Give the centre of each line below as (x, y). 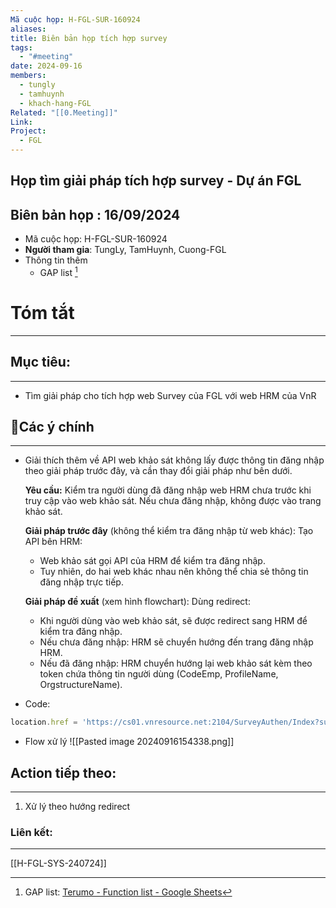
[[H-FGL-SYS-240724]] (58, 863)
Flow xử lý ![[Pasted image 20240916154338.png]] (129, 742)
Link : (21, 122)
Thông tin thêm (56, 260)
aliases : (28, 29)
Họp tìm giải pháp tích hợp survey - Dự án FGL (156, 181)
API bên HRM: (53, 542)
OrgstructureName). (81, 685)
